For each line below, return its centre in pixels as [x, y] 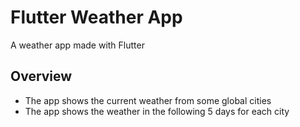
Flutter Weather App [96, 17]
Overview [41, 76]
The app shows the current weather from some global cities [148, 100]
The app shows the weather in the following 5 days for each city [157, 111]
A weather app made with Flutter [77, 45]
